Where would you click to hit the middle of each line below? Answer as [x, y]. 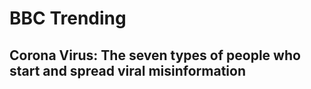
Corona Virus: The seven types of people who [155, 55]
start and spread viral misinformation [127, 70]
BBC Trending [68, 18]
